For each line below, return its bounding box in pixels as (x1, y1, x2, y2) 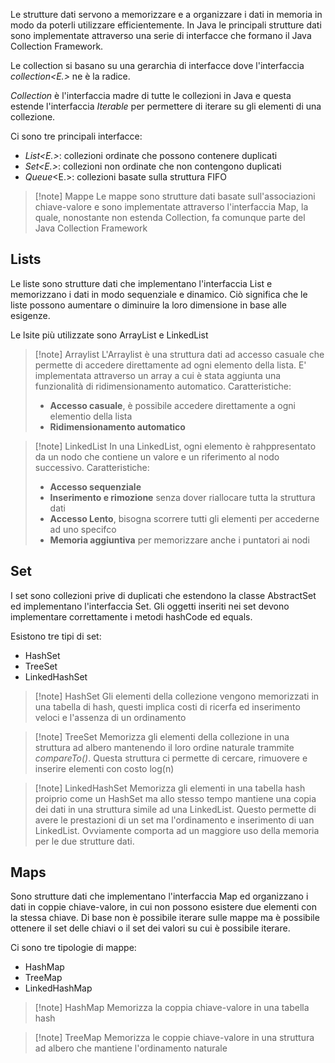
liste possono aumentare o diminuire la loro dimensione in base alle (10, 299, 287, 311)
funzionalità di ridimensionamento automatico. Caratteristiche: (34, 380, 292, 392)
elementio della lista (49, 410, 133, 422)
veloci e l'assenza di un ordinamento (34, 711, 187, 723)
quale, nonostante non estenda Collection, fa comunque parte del (34, 212, 306, 223)
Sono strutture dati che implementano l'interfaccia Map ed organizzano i (10, 890, 309, 903)
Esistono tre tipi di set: (10, 630, 102, 642)
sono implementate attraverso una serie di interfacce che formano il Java (10, 30, 312, 41)
